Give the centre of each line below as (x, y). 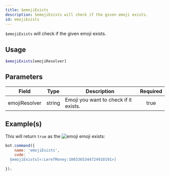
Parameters (24, 77)
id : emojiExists (22, 19)
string (53, 103)
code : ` (22, 155)
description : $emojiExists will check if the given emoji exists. (77, 15)
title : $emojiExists (27, 10)
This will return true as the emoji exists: (55, 136)
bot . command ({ (20, 145)
